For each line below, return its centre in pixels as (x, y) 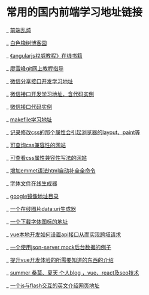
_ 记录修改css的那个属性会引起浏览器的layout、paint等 (73, 132)
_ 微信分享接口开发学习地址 (40, 81)
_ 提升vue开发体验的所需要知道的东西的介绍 (60, 260)
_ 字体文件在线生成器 (32, 183)
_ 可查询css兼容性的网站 (36, 145)
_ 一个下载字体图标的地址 (37, 221)
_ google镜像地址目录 (32, 196)
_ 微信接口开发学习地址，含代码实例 (50, 94)
